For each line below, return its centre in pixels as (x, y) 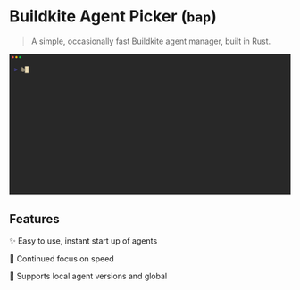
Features (34, 219)
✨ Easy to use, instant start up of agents (83, 240)
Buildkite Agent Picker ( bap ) (113, 17)
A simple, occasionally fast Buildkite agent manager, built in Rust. (151, 41)
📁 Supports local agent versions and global (88, 276)
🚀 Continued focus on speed (62, 258)
